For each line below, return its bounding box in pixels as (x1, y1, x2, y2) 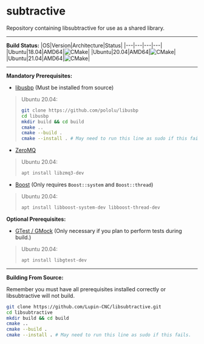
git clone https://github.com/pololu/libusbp (21, 107, 138, 113)
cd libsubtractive (6, 309, 53, 315)
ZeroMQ (15, 147, 36, 154)
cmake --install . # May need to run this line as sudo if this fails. (6, 332, 191, 338)
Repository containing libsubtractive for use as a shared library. (6, 24, 165, 32)
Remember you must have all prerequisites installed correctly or (6, 285, 166, 292)
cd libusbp (21, 113, 49, 119)
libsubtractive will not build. (6, 292, 75, 299)
